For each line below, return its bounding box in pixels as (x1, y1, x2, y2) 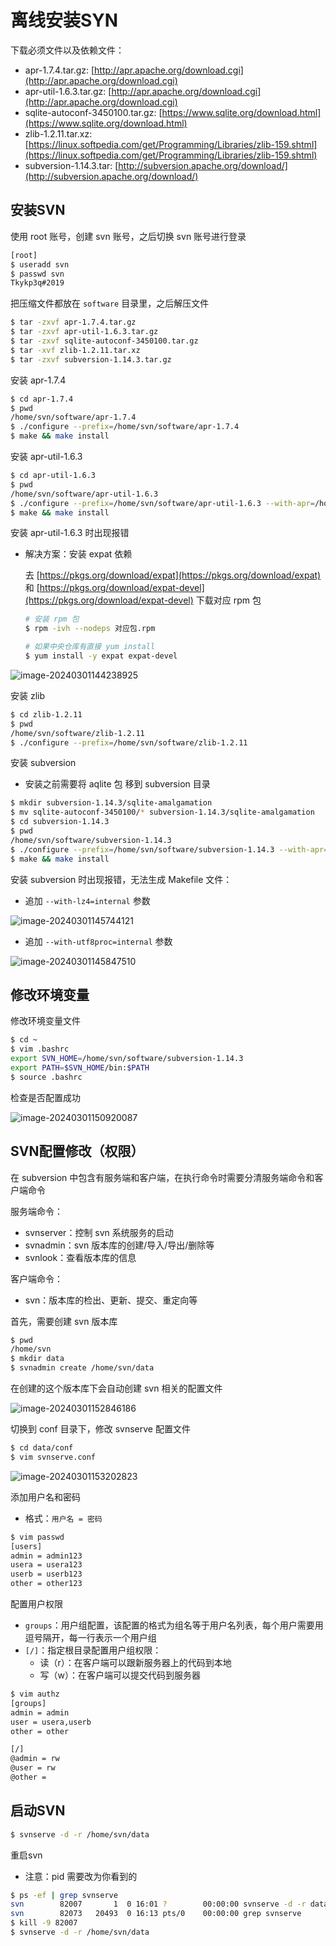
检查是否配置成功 (10, 1091, 81, 1103)
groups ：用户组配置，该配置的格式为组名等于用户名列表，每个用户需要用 (24, 1619, 324, 1631)
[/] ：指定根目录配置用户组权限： (24, 1644, 162, 1656)
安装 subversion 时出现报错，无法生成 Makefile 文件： (10, 873, 233, 885)
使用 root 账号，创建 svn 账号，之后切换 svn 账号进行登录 (10, 230, 247, 242)
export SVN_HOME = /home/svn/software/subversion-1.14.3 (10, 1054, 244, 1064)
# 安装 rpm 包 (24, 614, 80, 625)
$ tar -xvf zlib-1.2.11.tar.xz (10, 345, 141, 355)
